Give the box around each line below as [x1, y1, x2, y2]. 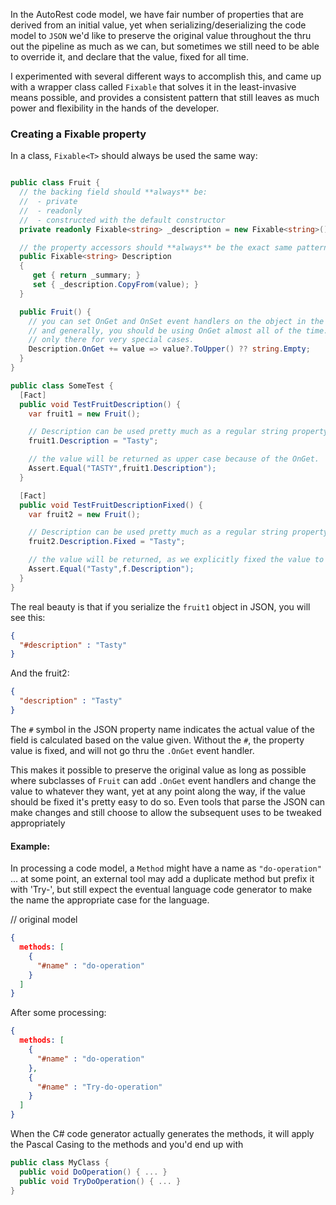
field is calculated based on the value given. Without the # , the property [10, 734, 305, 746]
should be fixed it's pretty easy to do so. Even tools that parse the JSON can [10, 795, 326, 808]
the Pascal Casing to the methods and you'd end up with [10, 1139, 244, 1150]
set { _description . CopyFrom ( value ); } [32, 280, 199, 290]
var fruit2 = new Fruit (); [28, 509, 141, 519]
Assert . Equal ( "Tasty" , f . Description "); [28, 564, 195, 574]
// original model [10, 914, 78, 926]
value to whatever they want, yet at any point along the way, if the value [10, 785, 307, 797]
